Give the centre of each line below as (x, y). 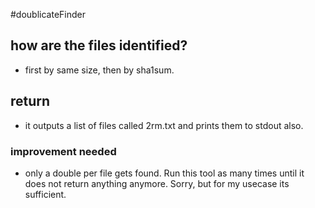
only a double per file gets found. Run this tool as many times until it (164, 173)
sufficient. (45, 194)
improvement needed (63, 151)
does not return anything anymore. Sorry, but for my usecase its (157, 183)
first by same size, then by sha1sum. (99, 70)
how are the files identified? (99, 45)
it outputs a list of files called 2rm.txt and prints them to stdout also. (164, 125)
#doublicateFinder (48, 14)
